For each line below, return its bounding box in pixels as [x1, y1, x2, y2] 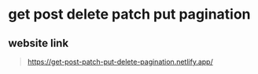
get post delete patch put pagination [8, 5, 251, 23]
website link [8, 37, 69, 50]
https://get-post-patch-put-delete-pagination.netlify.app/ [27, 57, 214, 66]
